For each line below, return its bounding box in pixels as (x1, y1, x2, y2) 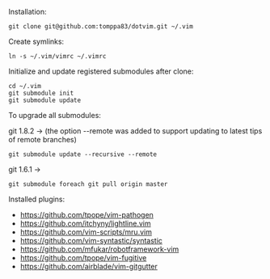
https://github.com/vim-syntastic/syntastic (19, 236, 163, 245)
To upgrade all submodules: (8, 111, 101, 120)
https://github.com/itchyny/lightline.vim (19, 218, 151, 228)
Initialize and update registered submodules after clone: (8, 66, 194, 76)
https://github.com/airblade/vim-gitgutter (19, 262, 158, 271)
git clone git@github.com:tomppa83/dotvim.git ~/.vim (8, 23, 194, 31)
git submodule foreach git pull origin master (8, 180, 168, 188)
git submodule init (8, 89, 74, 97)
